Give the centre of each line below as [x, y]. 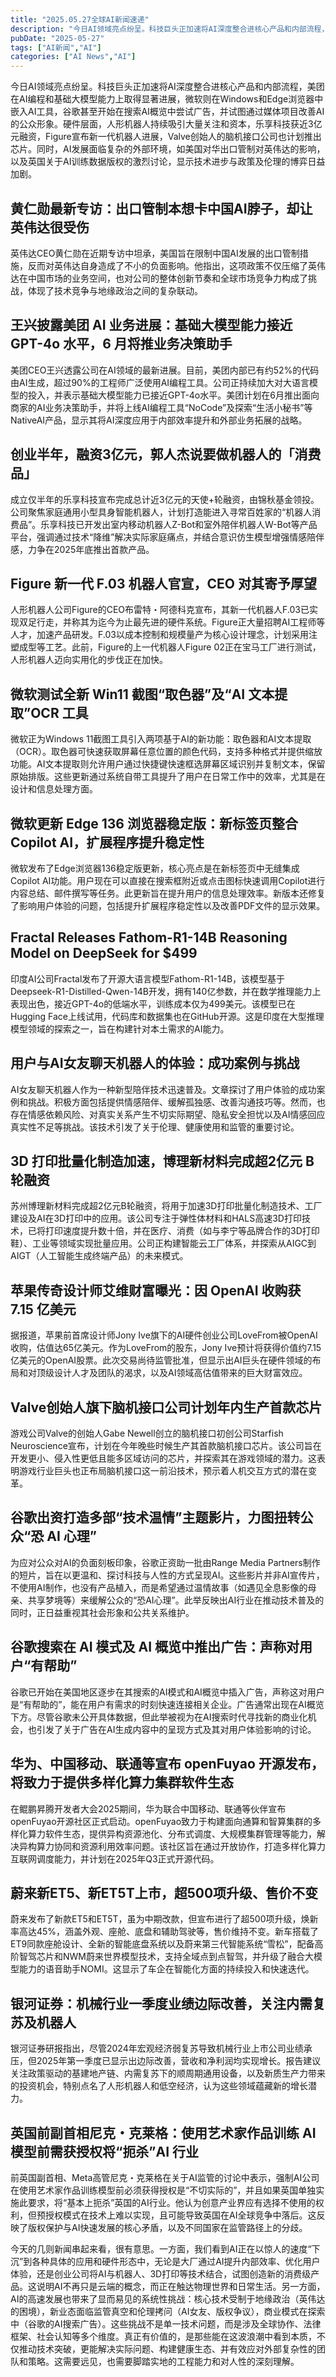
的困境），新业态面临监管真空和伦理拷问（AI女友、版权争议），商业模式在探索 [168, 2311]
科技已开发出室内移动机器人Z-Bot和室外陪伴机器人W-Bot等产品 [188, 524]
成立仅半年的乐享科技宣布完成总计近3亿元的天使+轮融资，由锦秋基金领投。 [165, 499]
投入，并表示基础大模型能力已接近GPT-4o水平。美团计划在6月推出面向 [173, 395]
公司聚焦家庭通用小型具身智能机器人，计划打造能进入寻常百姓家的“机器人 [161, 512]
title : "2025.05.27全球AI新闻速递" [80, 19]
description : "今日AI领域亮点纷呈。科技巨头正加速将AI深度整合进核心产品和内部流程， [170, 29]
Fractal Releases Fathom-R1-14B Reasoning [149, 937]
